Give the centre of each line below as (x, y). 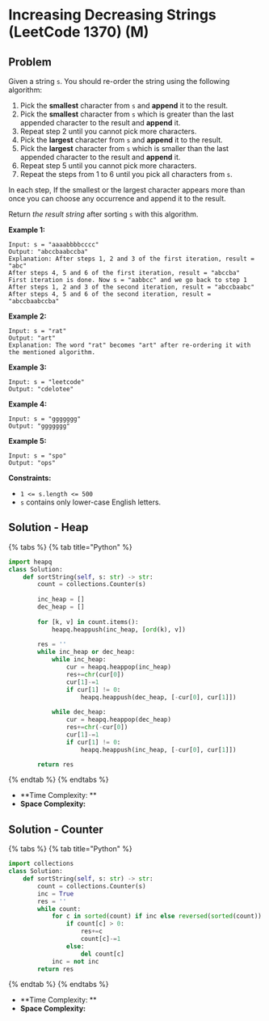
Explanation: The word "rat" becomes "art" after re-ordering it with (130, 345)
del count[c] (103, 954)
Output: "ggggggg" (39, 426)
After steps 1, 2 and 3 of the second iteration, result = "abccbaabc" (131, 287)
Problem (30, 62)
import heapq (30, 562)
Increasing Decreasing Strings (112, 15)
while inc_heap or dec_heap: (86, 652)
